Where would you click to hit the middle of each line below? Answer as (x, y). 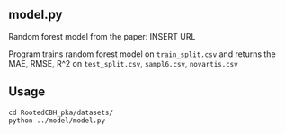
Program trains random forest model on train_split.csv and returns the (142, 54)
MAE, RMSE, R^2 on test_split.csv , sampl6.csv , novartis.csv (124, 63)
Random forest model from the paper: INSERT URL (102, 36)
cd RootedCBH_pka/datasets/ (61, 112)
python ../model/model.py (57, 121)
